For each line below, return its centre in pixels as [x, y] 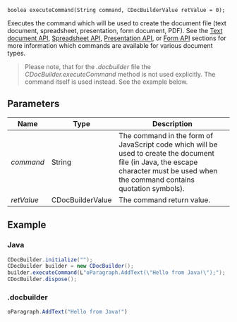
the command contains [157, 180]
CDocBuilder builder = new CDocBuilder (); [71, 266]
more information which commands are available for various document [110, 45]
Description [172, 123]
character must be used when [168, 171]
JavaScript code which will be [168, 144]
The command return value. [164, 199]
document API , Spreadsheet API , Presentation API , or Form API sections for [117, 38]
